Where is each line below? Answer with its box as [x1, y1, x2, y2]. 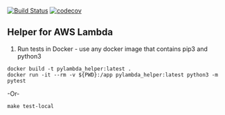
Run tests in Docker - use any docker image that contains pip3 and [17, 45, 208, 53]
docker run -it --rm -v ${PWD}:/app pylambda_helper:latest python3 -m [7, 71, 218, 79]
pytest [7, 77, 26, 84]
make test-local [7, 103, 54, 109]
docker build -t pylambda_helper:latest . [7, 65, 132, 72]
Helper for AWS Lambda [7, 26, 113, 38]
